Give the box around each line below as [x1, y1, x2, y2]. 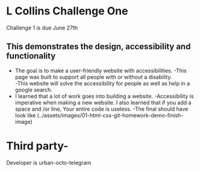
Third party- [6, 139, 69, 153]
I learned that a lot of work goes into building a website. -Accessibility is [14, 92, 194, 100]
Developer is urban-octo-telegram [6, 159, 92, 166]
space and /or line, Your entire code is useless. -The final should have [14, 105, 189, 112]
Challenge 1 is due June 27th [6, 24, 78, 31]
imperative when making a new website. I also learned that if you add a [14, 99, 192, 106]
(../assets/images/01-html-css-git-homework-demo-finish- [37, 111, 184, 118]
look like [14, 111, 36, 118]
